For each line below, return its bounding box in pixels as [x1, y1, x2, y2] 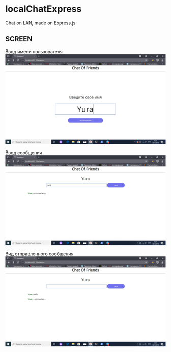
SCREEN [5, 35, 33, 43]
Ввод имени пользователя [5, 48, 63, 54]
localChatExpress [5, 3, 82, 15]
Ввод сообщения [5, 149, 42, 156]
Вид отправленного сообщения [5, 250, 74, 257]
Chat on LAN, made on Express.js [5, 20, 76, 26]
